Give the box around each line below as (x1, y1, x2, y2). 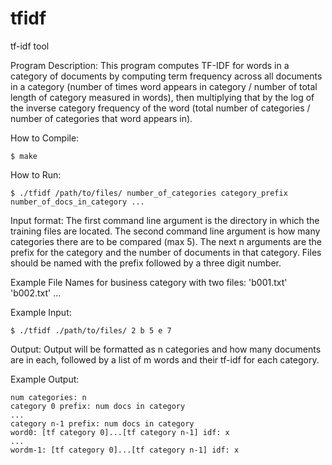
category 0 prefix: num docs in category (10, 401, 186, 411)
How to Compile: (10, 132, 80, 144)
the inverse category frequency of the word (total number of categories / (10, 102, 311, 114)
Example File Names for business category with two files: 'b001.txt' (10, 276, 288, 288)
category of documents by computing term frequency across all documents (10, 70, 323, 82)
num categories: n (10, 392, 87, 402)
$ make (10, 151, 38, 161)
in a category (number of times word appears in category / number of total (10, 80, 318, 92)
